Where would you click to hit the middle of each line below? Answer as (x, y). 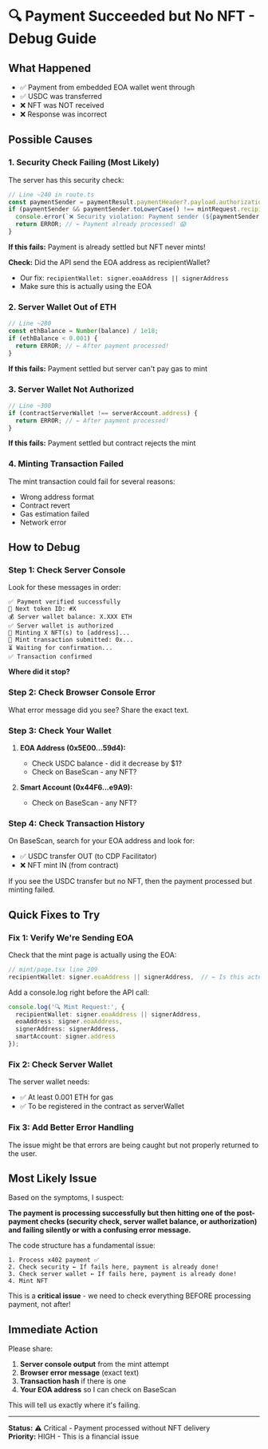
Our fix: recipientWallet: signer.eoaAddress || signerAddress (124, 278)
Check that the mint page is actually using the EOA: (93, 955)
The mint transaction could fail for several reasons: (92, 481)
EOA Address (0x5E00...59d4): (73, 747)
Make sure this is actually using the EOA (86, 286)
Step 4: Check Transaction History (77, 823)
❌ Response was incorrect (63, 114)
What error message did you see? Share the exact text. (99, 710)
